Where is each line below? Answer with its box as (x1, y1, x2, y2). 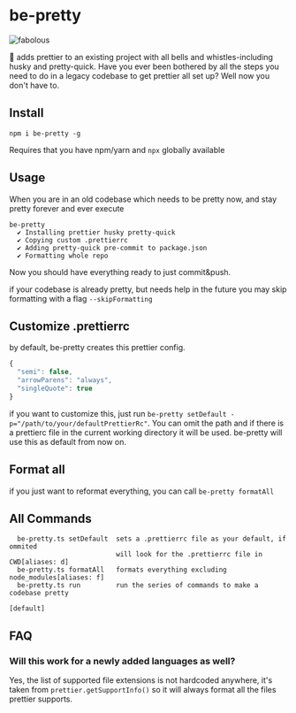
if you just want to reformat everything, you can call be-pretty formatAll (9, 486, 275, 496)
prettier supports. (9, 694, 73, 704)
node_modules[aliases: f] (9, 573, 104, 582)
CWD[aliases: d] (9, 558, 69, 567)
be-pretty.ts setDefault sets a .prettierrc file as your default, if (17, 534, 287, 544)
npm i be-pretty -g (9, 129, 81, 138)
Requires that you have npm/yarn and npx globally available (9, 144, 225, 155)
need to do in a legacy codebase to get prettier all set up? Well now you (9, 70, 270, 80)
